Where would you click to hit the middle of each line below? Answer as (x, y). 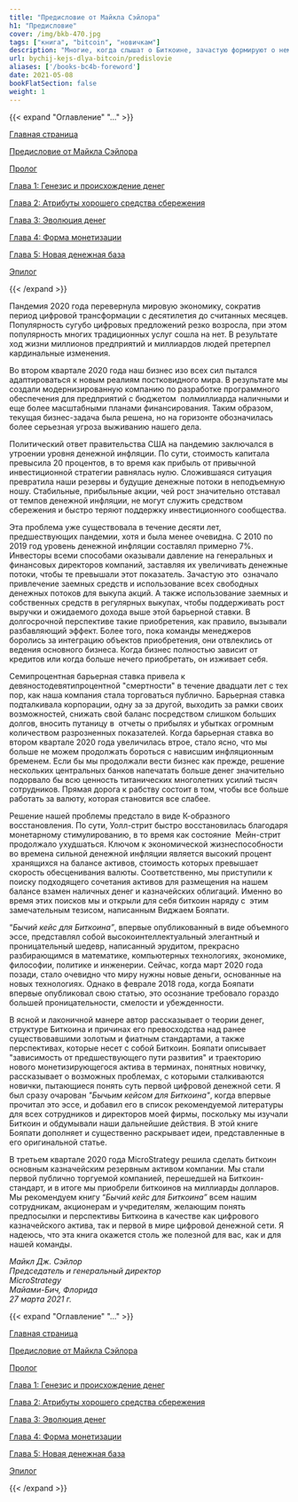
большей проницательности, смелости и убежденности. (117, 1002)
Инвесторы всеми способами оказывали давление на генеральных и (141, 555)
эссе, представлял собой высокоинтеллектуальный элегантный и (134, 936)
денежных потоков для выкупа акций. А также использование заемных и (149, 593)
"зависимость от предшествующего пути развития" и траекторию (135, 1057)
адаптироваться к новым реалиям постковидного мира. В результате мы (149, 379)
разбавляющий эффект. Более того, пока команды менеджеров (130, 630)
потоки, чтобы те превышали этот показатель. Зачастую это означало (144, 574)
